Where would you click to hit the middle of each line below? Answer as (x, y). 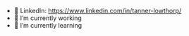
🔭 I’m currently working (48, 18)
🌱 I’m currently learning (48, 25)
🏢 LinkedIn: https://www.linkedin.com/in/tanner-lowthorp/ (98, 11)
